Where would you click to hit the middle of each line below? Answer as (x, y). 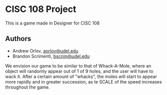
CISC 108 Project (41, 9)
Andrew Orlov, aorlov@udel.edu (45, 50)
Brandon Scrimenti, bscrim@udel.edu (51, 56)
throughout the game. (27, 87)
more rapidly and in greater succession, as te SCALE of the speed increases (83, 81)
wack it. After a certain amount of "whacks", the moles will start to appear (81, 76)
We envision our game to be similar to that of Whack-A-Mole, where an (78, 65)
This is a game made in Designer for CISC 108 (52, 23)
